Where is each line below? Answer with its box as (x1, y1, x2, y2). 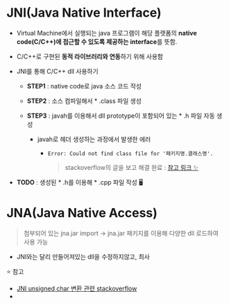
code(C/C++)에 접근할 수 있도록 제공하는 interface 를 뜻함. (16, 37, 178, 46)
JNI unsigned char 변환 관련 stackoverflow (16, 284, 137, 292)
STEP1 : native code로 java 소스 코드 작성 (26, 81, 142, 90)
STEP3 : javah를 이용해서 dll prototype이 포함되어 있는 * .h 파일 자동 (26, 111, 216, 120)
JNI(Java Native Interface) (6, 5, 162, 21)
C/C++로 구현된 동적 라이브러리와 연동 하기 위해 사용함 (16, 52, 164, 61)
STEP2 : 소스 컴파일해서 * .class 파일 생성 (26, 96, 142, 105)
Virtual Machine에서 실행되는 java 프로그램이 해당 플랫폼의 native (16, 29, 197, 37)
